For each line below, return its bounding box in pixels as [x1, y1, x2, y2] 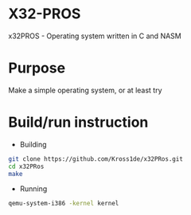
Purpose [8, 59, 66, 77]
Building [19, 139, 47, 149]
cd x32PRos [8, 162, 45, 170]
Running [19, 184, 48, 193]
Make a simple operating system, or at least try [8, 85, 162, 95]
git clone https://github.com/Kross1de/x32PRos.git [8, 154, 183, 163]
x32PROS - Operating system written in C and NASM [8, 31, 181, 41]
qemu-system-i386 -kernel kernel [8, 200, 119, 208]
